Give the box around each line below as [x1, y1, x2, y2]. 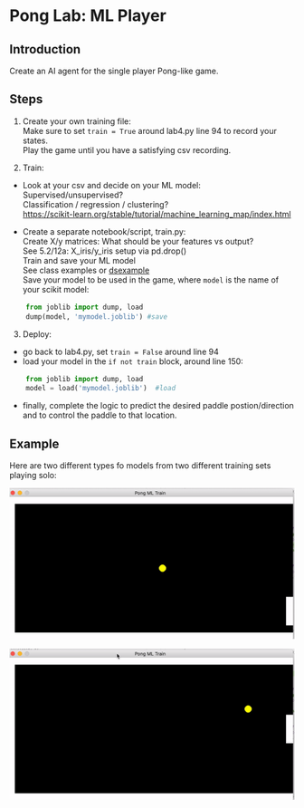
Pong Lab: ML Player [9, 5, 167, 26]
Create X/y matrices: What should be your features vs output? [22, 236, 254, 246]
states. [22, 135, 48, 146]
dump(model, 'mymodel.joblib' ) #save [25, 312, 168, 322]
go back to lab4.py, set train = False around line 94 [22, 346, 219, 357]
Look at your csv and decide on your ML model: [22, 179, 202, 190]
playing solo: [9, 470, 57, 481]
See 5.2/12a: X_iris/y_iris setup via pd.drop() [22, 245, 187, 256]
